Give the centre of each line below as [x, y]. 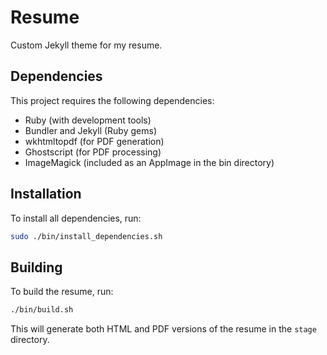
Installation [46, 194]
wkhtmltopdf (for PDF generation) [94, 141]
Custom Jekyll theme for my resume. [86, 45]
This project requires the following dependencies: [112, 100]
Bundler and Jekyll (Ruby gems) [90, 130]
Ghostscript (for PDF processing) [93, 152]
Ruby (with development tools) [88, 120]
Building [36, 267]
